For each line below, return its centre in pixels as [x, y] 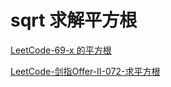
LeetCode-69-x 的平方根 [61, 50]
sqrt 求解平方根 [74, 20]
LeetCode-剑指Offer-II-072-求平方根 [85, 71]
